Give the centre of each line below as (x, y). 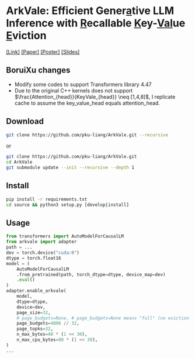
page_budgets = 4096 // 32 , (48, 323)
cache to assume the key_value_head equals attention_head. (87, 103)
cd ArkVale (19, 162)
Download (25, 121)
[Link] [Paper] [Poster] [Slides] (43, 51)
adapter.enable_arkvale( (36, 291)
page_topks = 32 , (35, 329)
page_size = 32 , (34, 312)
